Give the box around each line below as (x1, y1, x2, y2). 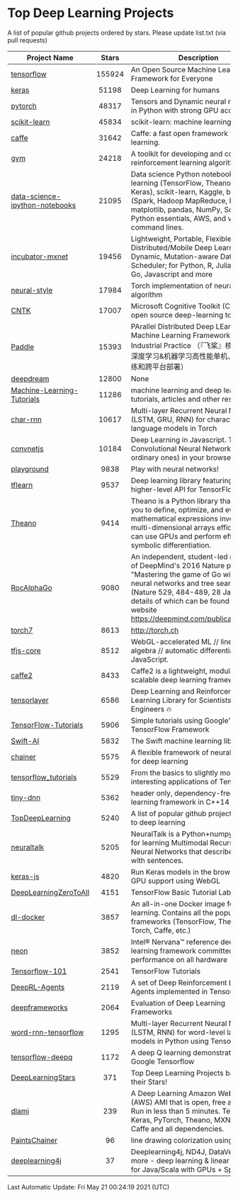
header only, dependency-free (130, 788, 234, 798)
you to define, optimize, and (130, 504, 224, 514)
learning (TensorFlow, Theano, (130, 178, 233, 188)
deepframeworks (11, 1002, 69, 1012)
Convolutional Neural (130, 443, 201, 453)
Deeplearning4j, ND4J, (130, 1146, 208, 1156)
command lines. (130, 222, 184, 232)
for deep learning (130, 756, 189, 766)
